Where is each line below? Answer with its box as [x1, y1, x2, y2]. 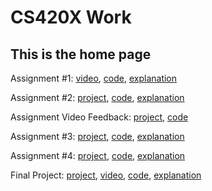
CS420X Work [10, 6, 132, 29]
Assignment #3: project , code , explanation [10, 131, 185, 142]
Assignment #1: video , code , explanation [10, 72, 178, 84]
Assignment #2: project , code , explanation [10, 92, 185, 103]
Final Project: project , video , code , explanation [10, 169, 202, 181]
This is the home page [10, 46, 152, 63]
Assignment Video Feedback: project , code [10, 111, 189, 123]
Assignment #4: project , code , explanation [10, 150, 186, 161]
